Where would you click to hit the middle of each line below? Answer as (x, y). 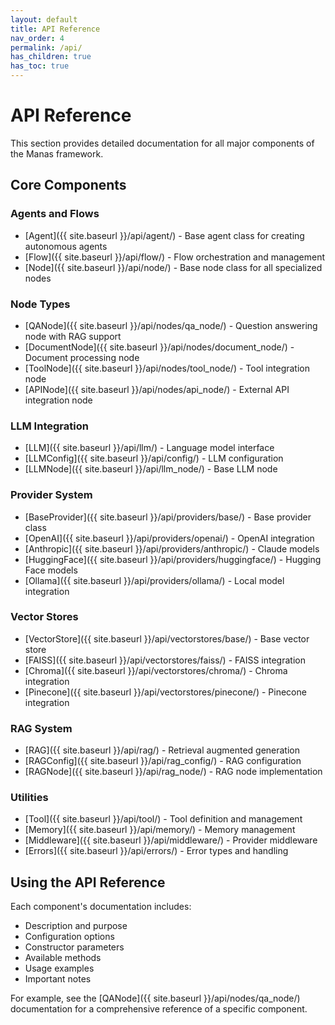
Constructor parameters (74, 947)
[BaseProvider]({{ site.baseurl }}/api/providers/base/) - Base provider (168, 517)
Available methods (63, 958)
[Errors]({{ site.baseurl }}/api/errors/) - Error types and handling (156, 851)
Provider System (51, 495)
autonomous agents (66, 246)
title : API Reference (55, 29)
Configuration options (69, 937)
